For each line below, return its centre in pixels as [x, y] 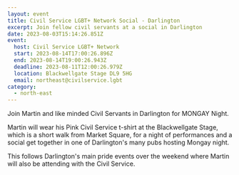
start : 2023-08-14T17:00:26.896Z [63, 54]
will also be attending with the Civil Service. [71, 164]
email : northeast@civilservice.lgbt [68, 80]
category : [22, 87]
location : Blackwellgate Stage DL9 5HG [73, 73]
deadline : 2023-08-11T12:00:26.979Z [68, 67]
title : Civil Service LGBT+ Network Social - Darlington [94, 21]
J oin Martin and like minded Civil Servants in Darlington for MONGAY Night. [118, 114]
